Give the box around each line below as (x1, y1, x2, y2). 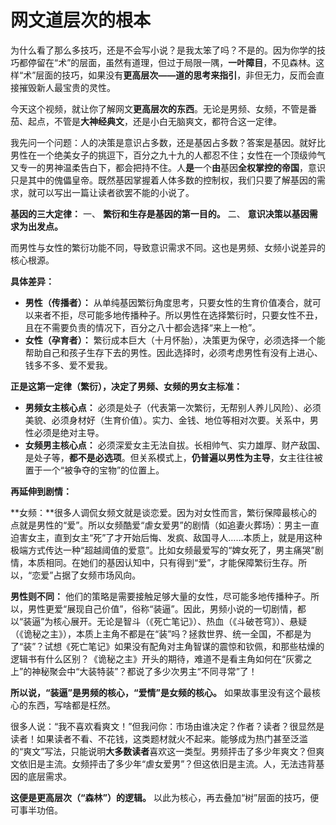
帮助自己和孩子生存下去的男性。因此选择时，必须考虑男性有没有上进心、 (24, 346, 323, 358)
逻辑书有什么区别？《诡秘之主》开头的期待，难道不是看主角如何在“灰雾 (10, 652, 304, 665)
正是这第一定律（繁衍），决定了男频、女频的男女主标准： (10, 380, 243, 392)
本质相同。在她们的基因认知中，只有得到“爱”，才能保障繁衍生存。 (27, 556, 299, 568)
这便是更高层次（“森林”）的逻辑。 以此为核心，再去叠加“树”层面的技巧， (10, 791, 311, 803)
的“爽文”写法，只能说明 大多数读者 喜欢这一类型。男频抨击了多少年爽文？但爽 (10, 745, 325, 757)
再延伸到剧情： (10, 485, 72, 497)
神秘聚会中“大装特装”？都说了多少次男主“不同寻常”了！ (31, 665, 258, 677)
